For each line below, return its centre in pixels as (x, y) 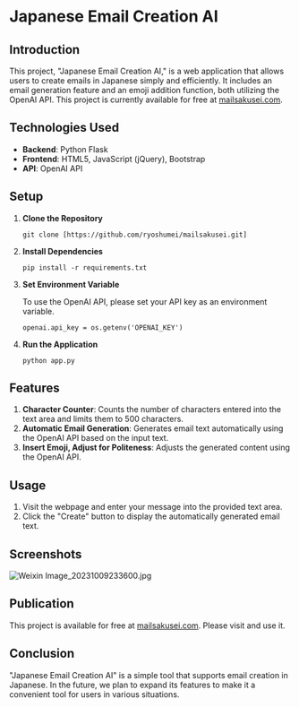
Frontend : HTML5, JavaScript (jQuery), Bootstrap (114, 159)
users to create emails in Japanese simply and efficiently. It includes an (141, 81)
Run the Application (60, 344)
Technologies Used (64, 128)
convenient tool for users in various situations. (94, 694)
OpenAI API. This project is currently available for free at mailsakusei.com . (146, 99)
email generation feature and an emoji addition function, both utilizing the (145, 90)
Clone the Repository (62, 218)
